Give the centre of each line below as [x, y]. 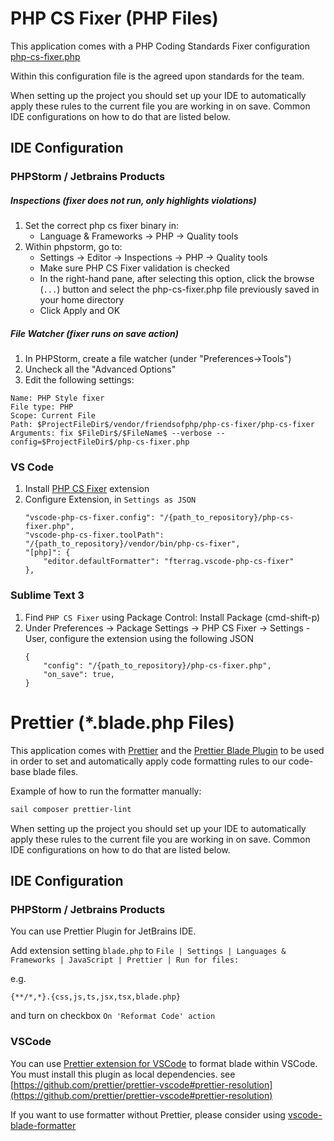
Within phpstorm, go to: [73, 247]
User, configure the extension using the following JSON [139, 638]
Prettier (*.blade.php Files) [122, 722]
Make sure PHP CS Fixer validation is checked [134, 268]
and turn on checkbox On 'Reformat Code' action [113, 1016]
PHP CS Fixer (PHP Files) [114, 18]
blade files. [56, 771]
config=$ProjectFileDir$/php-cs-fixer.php [100, 442]
